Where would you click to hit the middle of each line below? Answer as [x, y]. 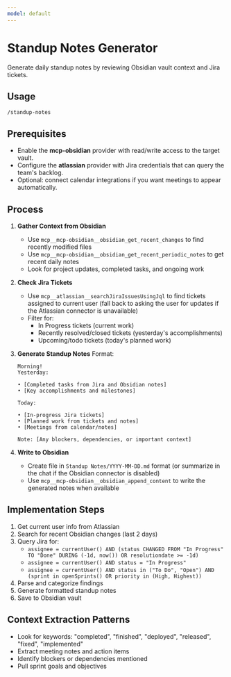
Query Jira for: [38, 541]
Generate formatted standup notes [67, 590]
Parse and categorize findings [60, 583]
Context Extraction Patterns [69, 620]
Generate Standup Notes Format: [66, 354]
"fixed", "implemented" [50, 644]
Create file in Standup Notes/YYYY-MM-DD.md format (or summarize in [124, 466]
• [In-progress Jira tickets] [61, 415]
